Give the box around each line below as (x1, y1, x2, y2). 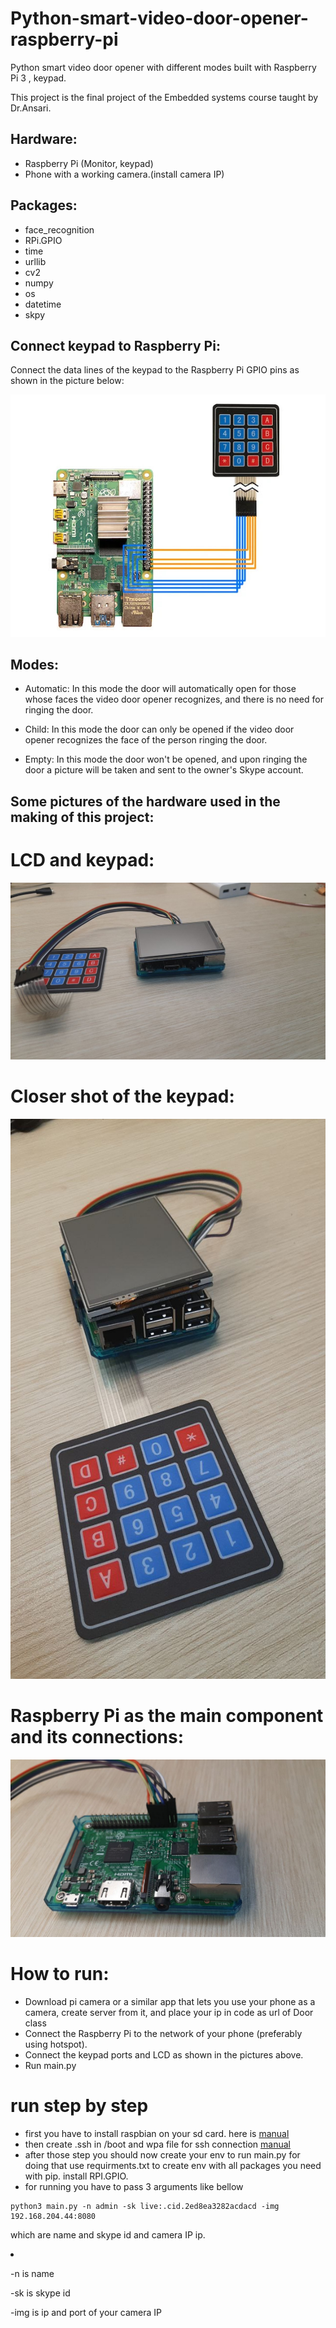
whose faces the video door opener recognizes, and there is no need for (24, 693, 324, 706)
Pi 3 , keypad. (10, 72, 67, 84)
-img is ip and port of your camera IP (10, 2306, 163, 2318)
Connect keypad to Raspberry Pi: (10, 337, 221, 354)
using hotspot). (24, 2038, 88, 2050)
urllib (24, 255, 47, 267)
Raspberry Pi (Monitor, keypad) (24, 157, 154, 169)
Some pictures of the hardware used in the (10, 793, 281, 810)
